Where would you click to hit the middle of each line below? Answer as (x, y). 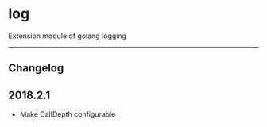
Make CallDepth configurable (68, 114)
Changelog (36, 68)
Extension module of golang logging (68, 36)
